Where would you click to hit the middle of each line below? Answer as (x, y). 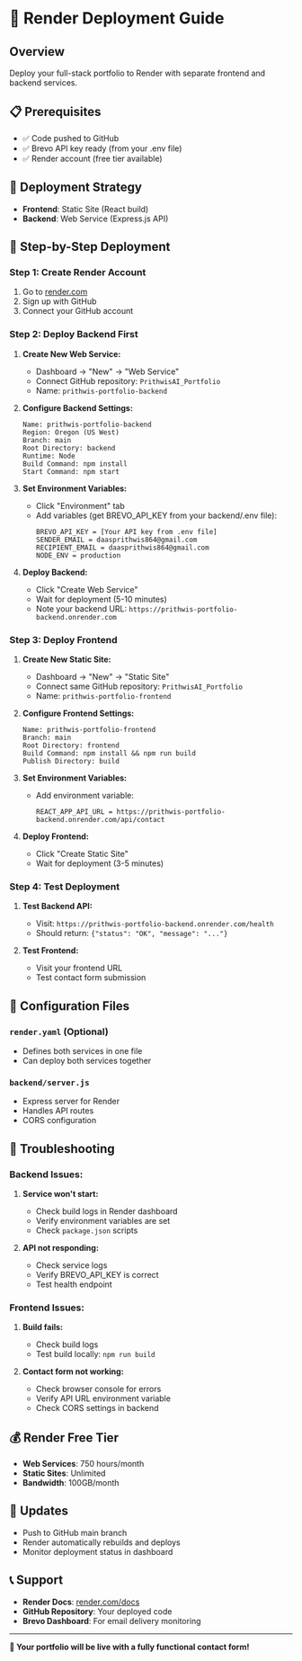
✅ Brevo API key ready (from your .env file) (102, 148)
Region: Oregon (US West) (71, 432)
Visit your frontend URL (79, 968)
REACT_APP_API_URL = (74, 812)
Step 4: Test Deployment (65, 887)
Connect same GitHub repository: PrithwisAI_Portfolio (139, 686)
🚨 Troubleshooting (62, 1149)
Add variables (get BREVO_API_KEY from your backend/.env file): (156, 515)
